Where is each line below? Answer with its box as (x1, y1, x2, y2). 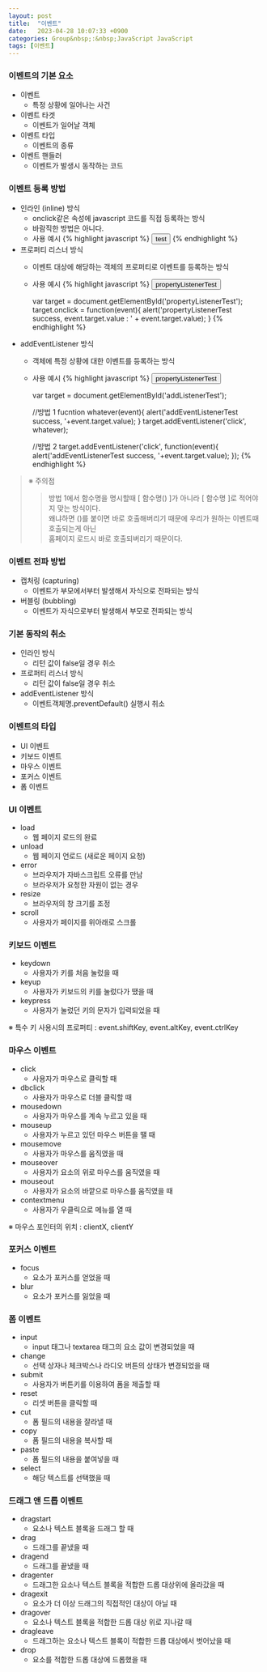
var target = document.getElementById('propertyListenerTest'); (32, 296, 244, 306)
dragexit (19, 1589, 49, 1599)
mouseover (19, 1157, 58, 1167)
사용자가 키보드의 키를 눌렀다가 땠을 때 (32, 987, 154, 997)
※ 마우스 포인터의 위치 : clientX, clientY (8, 1222, 133, 1232)
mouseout (19, 1176, 54, 1186)
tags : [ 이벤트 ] (8, 42, 55, 50)
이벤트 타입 (19, 130, 56, 140)
